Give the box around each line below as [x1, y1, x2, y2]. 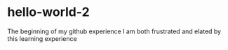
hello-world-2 [7, 4, 90, 20]
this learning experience [7, 34, 77, 42]
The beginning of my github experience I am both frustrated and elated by [7, 27, 222, 35]
